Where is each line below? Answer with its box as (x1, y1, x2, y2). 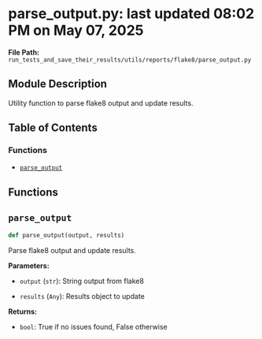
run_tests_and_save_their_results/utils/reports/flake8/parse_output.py (8, 56, 252, 64)
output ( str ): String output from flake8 (19, 276, 144, 285)
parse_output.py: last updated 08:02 (8, 5, 255, 23)
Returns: (8, 307, 38, 316)
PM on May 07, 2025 (8, 21, 144, 39)
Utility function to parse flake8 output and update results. (8, 98, 194, 107)
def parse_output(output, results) (8, 231, 125, 239)
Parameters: (8, 261, 50, 270)
